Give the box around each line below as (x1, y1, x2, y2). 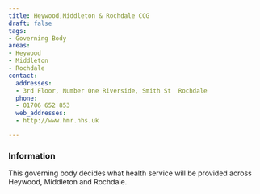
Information (8, 150, 56, 161)
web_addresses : (15, 109, 67, 118)
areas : (8, 42, 31, 50)
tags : (8, 27, 27, 35)
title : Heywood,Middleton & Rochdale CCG (8, 11, 150, 20)
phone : (15, 94, 38, 102)
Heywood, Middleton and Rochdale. (8, 177, 128, 187)
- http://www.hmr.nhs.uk (15, 117, 99, 125)
